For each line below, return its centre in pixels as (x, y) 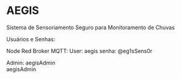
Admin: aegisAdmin (31, 63)
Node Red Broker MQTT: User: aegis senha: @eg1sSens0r (79, 51)
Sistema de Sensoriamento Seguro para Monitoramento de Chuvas (91, 27)
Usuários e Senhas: (31, 39)
